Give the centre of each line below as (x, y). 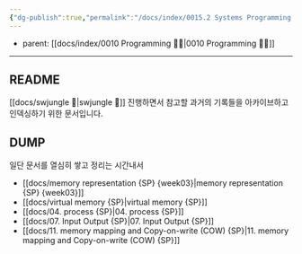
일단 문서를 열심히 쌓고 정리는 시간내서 (76, 165)
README (35, 80)
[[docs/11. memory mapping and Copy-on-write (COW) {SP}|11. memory (155, 231)
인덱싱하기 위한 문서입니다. (56, 114)
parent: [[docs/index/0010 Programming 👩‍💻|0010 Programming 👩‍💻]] (149, 43)
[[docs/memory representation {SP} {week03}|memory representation (152, 183)
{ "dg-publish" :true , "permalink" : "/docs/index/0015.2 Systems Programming (151, 18)
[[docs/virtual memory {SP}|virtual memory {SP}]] (115, 202)
